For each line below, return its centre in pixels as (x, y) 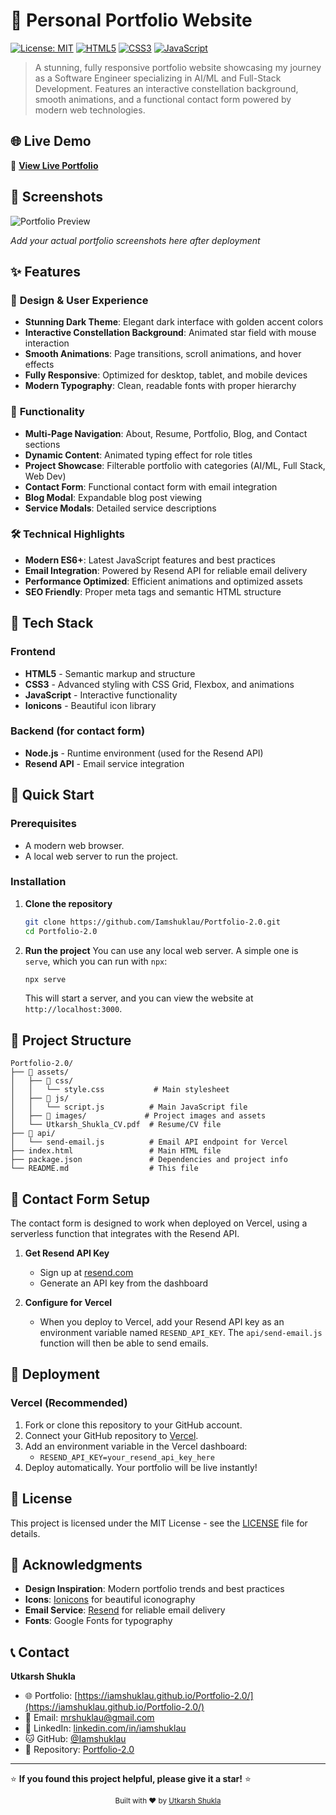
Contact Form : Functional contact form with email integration (151, 486)
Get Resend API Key (67, 1253)
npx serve (45, 979)
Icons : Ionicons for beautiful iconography (110, 1600)
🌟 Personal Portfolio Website (131, 20)
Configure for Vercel (68, 1303)
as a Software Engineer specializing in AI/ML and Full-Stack (158, 78)
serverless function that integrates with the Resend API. (125, 1234)
